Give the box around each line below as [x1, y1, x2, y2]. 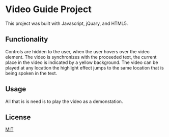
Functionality [5, 35, 48, 44]
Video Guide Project [5, 4, 92, 15]
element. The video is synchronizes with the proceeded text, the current [5, 54, 157, 60]
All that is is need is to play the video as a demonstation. [5, 98, 123, 105]
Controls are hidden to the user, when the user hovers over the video [5, 48, 150, 54]
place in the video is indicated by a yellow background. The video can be [5, 59, 158, 65]
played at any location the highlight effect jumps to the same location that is [5, 64, 164, 71]
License [5, 113, 31, 121]
